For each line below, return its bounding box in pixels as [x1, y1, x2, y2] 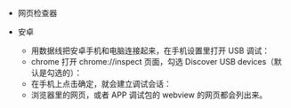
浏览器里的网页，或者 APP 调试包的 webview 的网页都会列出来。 [30, 89, 268, 100]
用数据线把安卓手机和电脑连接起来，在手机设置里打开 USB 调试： [30, 45, 271, 56]
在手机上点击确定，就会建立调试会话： [30, 79, 172, 89]
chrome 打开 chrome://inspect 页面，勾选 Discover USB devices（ [30, 57, 274, 66]
